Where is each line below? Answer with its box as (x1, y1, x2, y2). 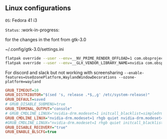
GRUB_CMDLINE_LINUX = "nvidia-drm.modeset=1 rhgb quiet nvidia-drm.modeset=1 (5, 116, 166, 121)
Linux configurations (5, 4, 71, 12)
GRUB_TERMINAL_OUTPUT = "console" (5, 107, 72, 112)
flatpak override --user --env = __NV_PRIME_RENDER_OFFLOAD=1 (5, 56, 133, 61)
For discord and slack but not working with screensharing (5, 69, 123, 75)
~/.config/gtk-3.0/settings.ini (5, 46, 64, 52)
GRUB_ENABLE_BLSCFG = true (5, 130, 57, 135)
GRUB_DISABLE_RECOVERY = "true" (5, 125, 68, 130)
